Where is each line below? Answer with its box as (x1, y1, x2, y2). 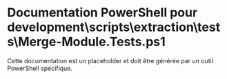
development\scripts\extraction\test (7, 19, 221, 35)
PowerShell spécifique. (7, 64, 72, 72)
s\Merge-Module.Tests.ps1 (7, 34, 166, 49)
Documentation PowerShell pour (7, 5, 198, 21)
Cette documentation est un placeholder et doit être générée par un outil (7, 56, 214, 65)
